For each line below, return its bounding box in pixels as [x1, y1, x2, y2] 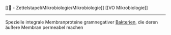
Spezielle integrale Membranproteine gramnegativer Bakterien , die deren [5, 19, 158, 25]
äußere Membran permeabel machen [5, 24, 83, 30]
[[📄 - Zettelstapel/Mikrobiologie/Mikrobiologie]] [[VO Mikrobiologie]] [5, 5, 148, 10]
